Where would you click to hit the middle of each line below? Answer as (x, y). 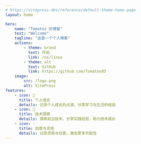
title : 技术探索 (34, 114)
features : (16, 90)
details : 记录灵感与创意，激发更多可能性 (58, 133)
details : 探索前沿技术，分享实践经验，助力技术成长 (67, 119)
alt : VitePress (40, 86)
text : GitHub (42, 67)
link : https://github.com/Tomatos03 (67, 71)
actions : (24, 43)
